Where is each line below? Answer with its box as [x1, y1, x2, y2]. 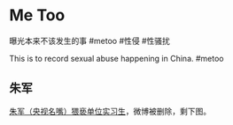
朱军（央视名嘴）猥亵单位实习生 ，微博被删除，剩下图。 [9, 106, 211, 116]
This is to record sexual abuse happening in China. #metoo [9, 53, 224, 63]
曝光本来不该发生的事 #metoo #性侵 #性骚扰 [9, 35, 171, 46]
